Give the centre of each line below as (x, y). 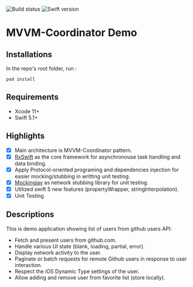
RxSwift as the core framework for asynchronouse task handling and (97, 157)
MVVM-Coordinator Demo (72, 33)
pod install (21, 79)
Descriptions (30, 215)
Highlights (26, 136)
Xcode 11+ (27, 111)
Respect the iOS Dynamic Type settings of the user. (77, 271)
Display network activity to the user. (58, 252)
